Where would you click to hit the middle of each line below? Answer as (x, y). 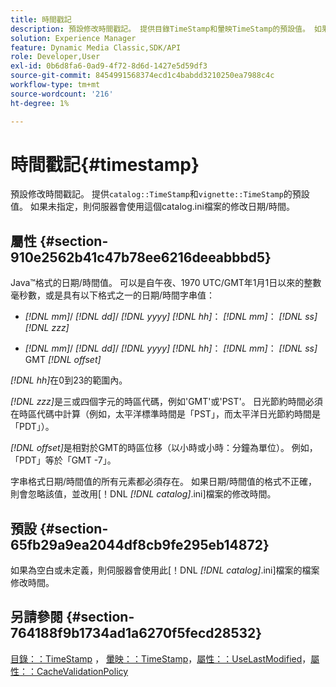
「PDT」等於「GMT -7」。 (63, 460)
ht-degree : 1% (40, 103)
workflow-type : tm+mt (55, 85)
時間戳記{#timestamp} (105, 164)
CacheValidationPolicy (82, 671)
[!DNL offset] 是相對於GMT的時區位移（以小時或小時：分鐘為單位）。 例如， (164, 448)
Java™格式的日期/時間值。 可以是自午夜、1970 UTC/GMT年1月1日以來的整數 (166, 283)
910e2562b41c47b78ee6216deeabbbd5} (141, 257)
